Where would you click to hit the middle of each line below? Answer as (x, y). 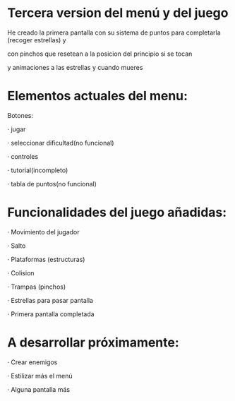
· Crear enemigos (32, 362)
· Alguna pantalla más (39, 389)
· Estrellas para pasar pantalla (50, 300)
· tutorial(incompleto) (38, 170)
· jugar (17, 129)
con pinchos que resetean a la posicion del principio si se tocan (100, 54)
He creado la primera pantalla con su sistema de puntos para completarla (114, 32)
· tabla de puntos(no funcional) (52, 184)
